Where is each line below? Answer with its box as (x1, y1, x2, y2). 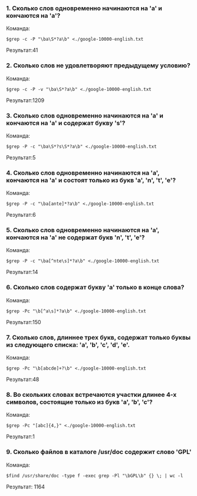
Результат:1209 (6, 96, 45, 104)
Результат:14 (6, 269, 38, 276)
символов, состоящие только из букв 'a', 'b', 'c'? (6, 398, 153, 406)
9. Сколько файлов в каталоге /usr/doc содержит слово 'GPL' (6, 448, 192, 456)
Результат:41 (6, 47, 38, 54)
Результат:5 (6, 154, 36, 161)
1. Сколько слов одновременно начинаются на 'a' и (6, 4, 162, 12)
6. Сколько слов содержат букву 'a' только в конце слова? (6, 283, 185, 292)
